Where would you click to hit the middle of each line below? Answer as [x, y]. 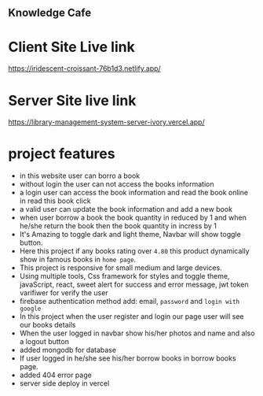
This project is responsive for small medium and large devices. [121, 268]
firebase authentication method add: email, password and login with [130, 302]
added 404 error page [55, 375]
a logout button [44, 342]
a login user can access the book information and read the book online [134, 193]
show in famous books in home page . [78, 260]
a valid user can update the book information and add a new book [126, 209]
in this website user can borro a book [80, 176]
